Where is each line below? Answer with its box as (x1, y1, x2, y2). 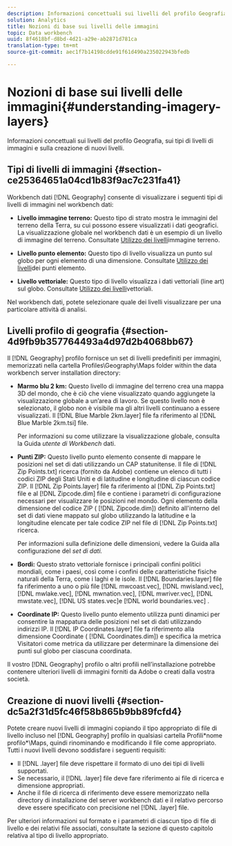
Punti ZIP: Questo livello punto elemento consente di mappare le (17, 453, 202, 461)
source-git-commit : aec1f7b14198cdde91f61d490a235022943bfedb (7, 49, 190, 56)
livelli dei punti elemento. (17, 264, 86, 272)
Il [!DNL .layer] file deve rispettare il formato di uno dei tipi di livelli (17, 760, 205, 768)
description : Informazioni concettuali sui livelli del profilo (7, 10, 196, 17)
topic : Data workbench (7, 29, 72, 37)
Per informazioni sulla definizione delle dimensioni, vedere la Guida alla (17, 540, 220, 548)
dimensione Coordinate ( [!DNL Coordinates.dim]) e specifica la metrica (17, 632, 222, 640)
